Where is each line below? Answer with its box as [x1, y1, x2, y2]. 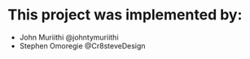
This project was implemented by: [7, 6, 243, 24]
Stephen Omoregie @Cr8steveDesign [19, 40, 146, 50]
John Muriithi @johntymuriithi [19, 32, 119, 42]
